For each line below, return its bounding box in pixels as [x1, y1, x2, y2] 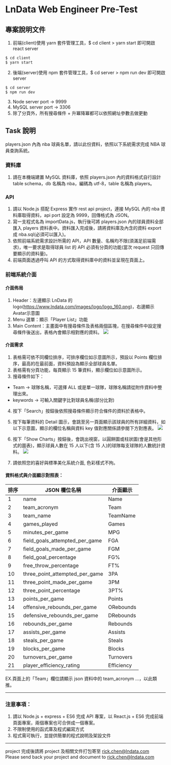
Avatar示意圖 [12, 310, 40, 316]
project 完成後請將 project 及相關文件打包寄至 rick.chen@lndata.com [5, 748, 150, 754]
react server [12, 46, 39, 52]
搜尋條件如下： [12, 373, 44, 379]
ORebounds [108, 603, 136, 610]
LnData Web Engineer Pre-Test [5, 4, 138, 15]
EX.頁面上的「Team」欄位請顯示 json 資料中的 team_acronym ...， [5, 675, 144, 682]
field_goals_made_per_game [23, 545, 92, 552]
